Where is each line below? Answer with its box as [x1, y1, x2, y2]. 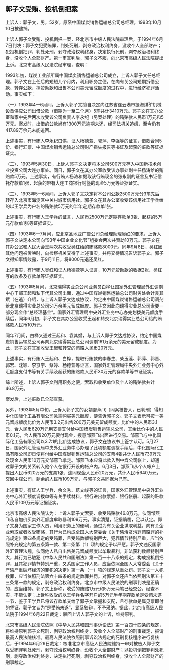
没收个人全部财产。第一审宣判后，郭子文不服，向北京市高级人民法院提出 [14, 55, 164, 61]
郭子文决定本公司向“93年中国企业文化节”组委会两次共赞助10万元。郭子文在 [5, 237, 160, 243]
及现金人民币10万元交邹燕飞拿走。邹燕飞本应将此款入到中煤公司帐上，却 [5, 457, 155, 463]
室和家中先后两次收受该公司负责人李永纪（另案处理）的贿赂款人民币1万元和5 [5, 114, 164, 120]
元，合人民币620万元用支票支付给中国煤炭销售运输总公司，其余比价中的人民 [5, 425, 163, 432]
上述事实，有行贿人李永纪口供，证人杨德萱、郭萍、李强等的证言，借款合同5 [5, 138, 162, 144]
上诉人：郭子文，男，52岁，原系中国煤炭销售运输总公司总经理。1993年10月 [5, 19, 162, 25]
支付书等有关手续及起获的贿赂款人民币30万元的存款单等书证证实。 [18, 368, 156, 374]
